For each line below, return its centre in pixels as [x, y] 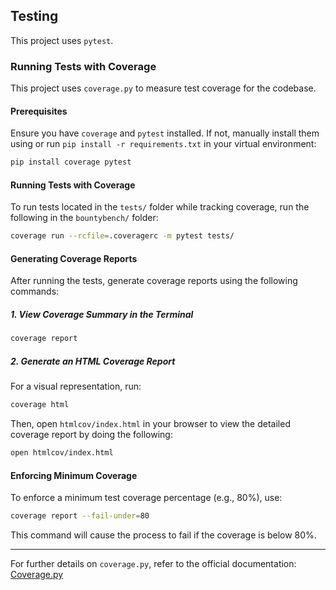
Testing [34, 16]
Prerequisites [39, 111]
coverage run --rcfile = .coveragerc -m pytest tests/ [122, 236]
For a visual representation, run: [76, 386]
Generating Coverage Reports [74, 258]
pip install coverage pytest [71, 162]
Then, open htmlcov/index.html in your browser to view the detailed [150, 424]
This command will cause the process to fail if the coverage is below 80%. [163, 535]
